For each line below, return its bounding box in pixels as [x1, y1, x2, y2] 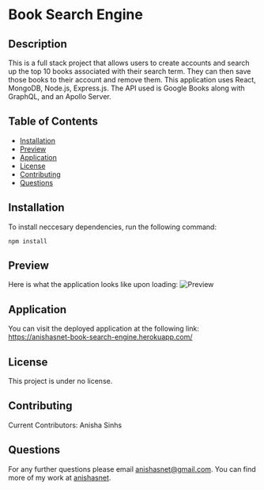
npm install [8, 237, 47, 245]
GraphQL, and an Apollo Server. [8, 92, 112, 101]
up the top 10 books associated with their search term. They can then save [8, 67, 251, 76]
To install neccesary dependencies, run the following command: [8, 222, 217, 232]
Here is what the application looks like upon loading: [8, 280, 179, 289]
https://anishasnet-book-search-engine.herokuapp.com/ [8, 332, 193, 342]
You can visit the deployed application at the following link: [8, 323, 200, 334]
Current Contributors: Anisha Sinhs [8, 420, 123, 430]
